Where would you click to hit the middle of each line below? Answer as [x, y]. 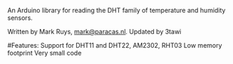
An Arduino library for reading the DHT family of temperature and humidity [116, 10]
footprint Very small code [45, 53]
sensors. [20, 18]
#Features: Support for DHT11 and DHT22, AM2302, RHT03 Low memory [115, 45]
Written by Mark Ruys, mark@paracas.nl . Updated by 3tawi [94, 32]
